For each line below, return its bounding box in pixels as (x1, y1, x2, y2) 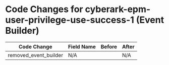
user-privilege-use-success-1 (5, 14, 135, 26)
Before (100, 43, 118, 50)
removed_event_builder (8, 51, 64, 58)
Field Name (68, 43, 96, 50)
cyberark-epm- (85, 4, 151, 15)
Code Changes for (5, 4, 83, 15)
